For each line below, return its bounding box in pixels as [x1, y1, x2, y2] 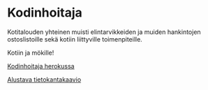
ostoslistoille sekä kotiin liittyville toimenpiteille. [7, 35, 143, 43]
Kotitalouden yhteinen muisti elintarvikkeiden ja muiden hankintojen [7, 28, 201, 36]
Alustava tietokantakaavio [7, 75, 82, 84]
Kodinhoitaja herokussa [7, 62, 75, 70]
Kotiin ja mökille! [7, 48, 54, 57]
